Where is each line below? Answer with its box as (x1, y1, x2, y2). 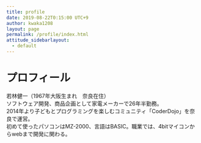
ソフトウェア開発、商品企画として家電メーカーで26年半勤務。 (6, 100, 163, 107)
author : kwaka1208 (6, 20, 53, 26)
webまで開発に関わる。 (11, 130, 71, 138)
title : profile (6, 9, 45, 15)
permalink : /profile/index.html (6, 32, 89, 38)
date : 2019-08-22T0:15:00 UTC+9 (6, 15, 89, 21)
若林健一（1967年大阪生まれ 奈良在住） (6, 92, 109, 99)
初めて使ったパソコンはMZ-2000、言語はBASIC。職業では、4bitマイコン (6, 122, 190, 130)
